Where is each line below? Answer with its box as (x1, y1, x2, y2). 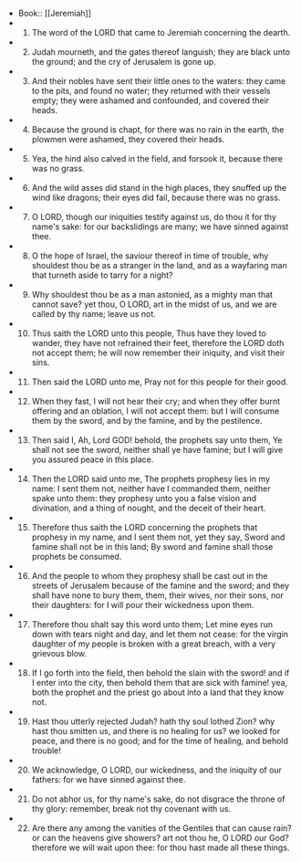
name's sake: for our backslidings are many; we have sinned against (31, 221, 289, 232)
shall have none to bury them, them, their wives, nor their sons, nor (31, 590, 285, 601)
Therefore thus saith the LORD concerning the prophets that (31, 522, 258, 532)
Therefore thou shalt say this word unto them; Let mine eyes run (31, 619, 274, 629)
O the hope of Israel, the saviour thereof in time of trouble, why (31, 250, 269, 261)
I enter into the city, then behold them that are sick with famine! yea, (31, 678, 288, 688)
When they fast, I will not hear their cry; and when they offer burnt (31, 396, 281, 406)
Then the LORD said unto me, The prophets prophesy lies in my (31, 474, 271, 484)
